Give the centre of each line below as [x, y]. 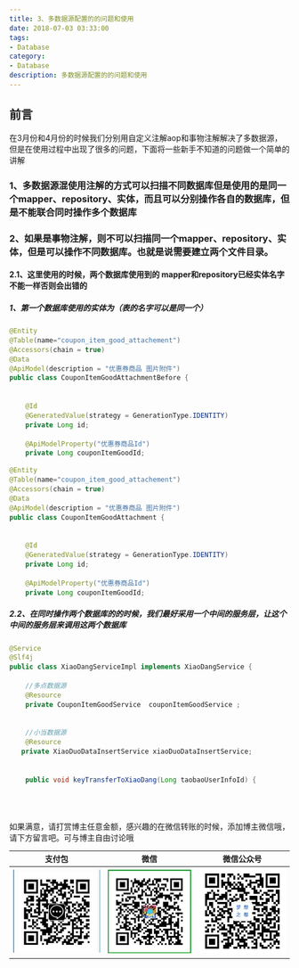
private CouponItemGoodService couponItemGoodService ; [133, 704]
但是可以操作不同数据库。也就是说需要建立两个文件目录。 [150, 251]
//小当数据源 [46, 733]
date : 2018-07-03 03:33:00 [59, 28]
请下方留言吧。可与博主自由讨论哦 [72, 837]
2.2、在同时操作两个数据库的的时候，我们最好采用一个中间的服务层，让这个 [148, 614]
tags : [19, 37]
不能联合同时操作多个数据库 [78, 212]
